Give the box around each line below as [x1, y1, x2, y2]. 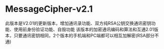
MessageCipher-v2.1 [5, 3, 93, 15]
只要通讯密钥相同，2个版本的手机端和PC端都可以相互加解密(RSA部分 [13, 32, 155, 38]
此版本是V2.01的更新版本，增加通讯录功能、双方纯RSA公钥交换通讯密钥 [5, 20, 152, 26]
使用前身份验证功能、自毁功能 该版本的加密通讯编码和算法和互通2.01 [13, 26, 154, 32]
